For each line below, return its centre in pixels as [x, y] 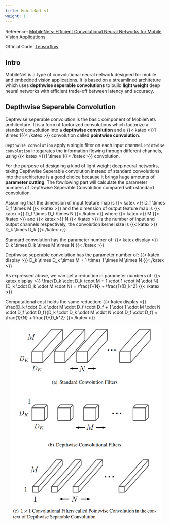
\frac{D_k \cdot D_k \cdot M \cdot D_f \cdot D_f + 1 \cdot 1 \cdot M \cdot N [83, 307]
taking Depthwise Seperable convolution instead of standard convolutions [82, 171]
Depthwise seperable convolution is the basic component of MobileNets [81, 119]
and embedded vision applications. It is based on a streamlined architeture [83, 80]
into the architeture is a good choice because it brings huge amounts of [80, 177]
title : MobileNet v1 [27, 11]
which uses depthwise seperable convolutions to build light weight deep [83, 85]
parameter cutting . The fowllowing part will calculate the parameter [76, 182]
